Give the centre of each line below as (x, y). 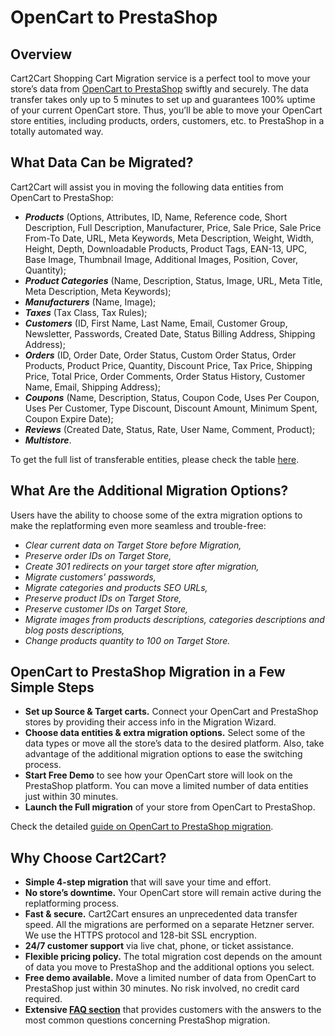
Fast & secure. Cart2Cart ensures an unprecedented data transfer (161, 914)
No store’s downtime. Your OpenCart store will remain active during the (173, 893)
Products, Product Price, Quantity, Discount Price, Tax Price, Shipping (168, 365)
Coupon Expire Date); (69, 418)
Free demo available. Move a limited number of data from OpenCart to (170, 978)
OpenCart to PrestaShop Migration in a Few (148, 672)
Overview (41, 54)
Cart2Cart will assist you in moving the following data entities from (147, 187)
